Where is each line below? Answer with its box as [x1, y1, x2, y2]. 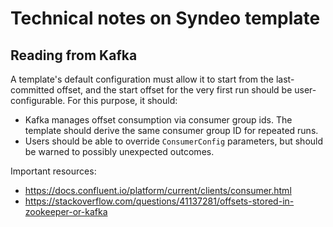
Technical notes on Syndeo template [10, 7, 321, 30]
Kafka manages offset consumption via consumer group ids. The [24, 114, 293, 126]
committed [10, 84, 55, 96]
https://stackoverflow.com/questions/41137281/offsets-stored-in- [24, 195, 295, 207]
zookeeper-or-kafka [24, 206, 108, 217]
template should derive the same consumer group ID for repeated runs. [24, 125, 319, 136]
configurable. [10, 95, 66, 106]
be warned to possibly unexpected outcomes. [24, 146, 215, 157]
